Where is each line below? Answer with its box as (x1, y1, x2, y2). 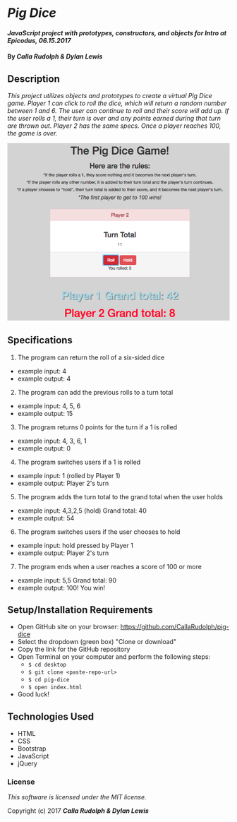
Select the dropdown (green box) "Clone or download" (17, 638, 177, 646)
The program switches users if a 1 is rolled (17, 458, 141, 466)
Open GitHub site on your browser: (17, 623, 119, 631)
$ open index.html (28, 684, 83, 691)
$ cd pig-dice (28, 677, 70, 684)
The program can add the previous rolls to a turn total (17, 388, 174, 396)
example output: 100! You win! (17, 583, 106, 592)
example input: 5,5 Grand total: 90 (17, 576, 117, 584)
